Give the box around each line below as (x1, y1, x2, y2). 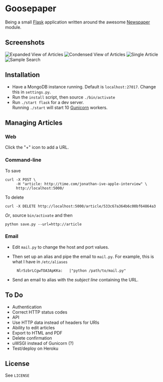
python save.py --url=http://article (5, 222, 82, 227)
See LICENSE (5, 372, 30, 379)
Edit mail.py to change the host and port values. (12, 244, 109, 250)
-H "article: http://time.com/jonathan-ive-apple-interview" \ (16, 181, 147, 186)
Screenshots (5, 39, 45, 47)
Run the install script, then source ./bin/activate (12, 94, 116, 100)
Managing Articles (5, 118, 62, 127)
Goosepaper (5, 3, 57, 14)
